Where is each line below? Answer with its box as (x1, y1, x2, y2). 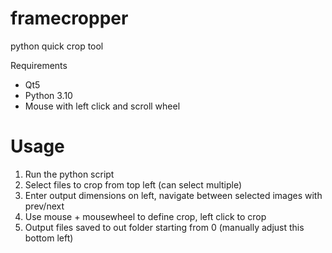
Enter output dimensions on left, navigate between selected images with (24, 189, 323, 201)
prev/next (24, 200, 65, 212)
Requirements (10, 59, 68, 71)
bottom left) (24, 232, 74, 244)
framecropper (10, 7, 129, 30)
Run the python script (24, 168, 115, 180)
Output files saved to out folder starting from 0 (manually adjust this (24, 221, 305, 233)
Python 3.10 (24, 89, 73, 101)
